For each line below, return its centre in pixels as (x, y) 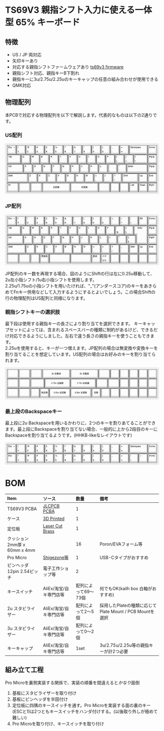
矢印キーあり (25, 61)
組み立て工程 (24, 670)
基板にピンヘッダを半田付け (40, 699)
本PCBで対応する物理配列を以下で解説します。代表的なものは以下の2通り (79, 115)
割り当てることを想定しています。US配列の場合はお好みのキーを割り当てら (81, 354)
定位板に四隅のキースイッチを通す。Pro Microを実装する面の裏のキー (82, 705)
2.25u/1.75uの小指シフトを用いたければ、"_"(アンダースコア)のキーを (74, 286)
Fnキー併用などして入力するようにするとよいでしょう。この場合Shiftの (84, 292)
